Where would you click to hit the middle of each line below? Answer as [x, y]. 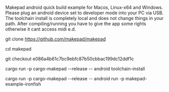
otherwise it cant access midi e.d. [41, 29]
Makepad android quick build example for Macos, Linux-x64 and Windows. [84, 7]
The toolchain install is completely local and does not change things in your [84, 18]
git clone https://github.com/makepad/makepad [56, 39]
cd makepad [18, 49]
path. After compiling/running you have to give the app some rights [76, 24]
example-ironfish [23, 84]
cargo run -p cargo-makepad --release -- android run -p [65, 78]
